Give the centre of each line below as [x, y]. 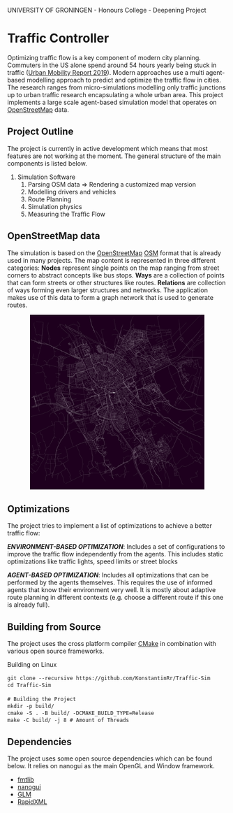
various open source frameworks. [56, 651]
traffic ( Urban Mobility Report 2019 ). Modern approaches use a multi [106, 72]
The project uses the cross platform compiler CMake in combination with [112, 644]
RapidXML [32, 802]
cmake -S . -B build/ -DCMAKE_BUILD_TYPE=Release [81, 713]
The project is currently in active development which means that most [107, 148]
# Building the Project [42, 699]
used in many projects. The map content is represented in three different [112, 260]
